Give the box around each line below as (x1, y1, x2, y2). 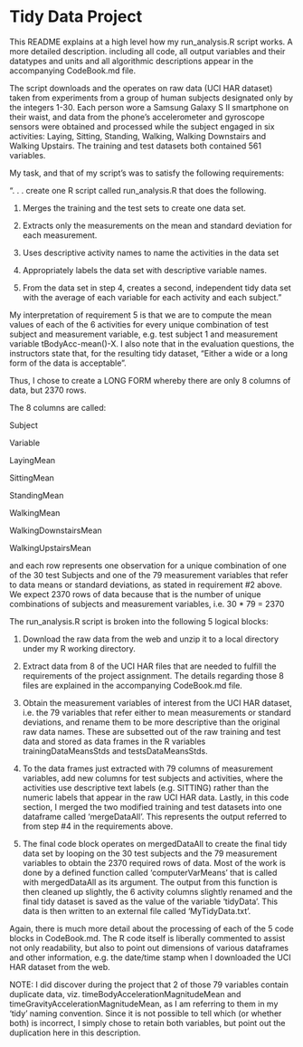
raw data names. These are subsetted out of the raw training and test (22, 726, 281, 737)
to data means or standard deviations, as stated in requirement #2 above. (9, 579, 283, 590)
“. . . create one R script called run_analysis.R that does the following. (9, 185, 267, 195)
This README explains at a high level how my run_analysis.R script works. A (9, 36, 293, 47)
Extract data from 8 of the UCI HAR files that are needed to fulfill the (22, 661, 277, 671)
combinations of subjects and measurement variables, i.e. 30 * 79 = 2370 (9, 598, 285, 609)
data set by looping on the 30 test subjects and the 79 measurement (22, 848, 278, 859)
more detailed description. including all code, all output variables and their (9, 45, 286, 56)
